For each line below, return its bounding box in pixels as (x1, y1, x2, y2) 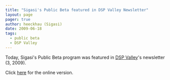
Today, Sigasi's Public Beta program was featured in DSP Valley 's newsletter (5, 54, 165, 60)
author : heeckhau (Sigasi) (5, 21, 62, 27)
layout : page (5, 12, 33, 17)
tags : (5, 31, 17, 36)
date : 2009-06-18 (5, 26, 42, 31)
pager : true (5, 17, 30, 22)
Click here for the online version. (5, 69, 74, 75)
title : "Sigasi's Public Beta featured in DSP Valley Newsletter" (5, 7, 149, 13)
